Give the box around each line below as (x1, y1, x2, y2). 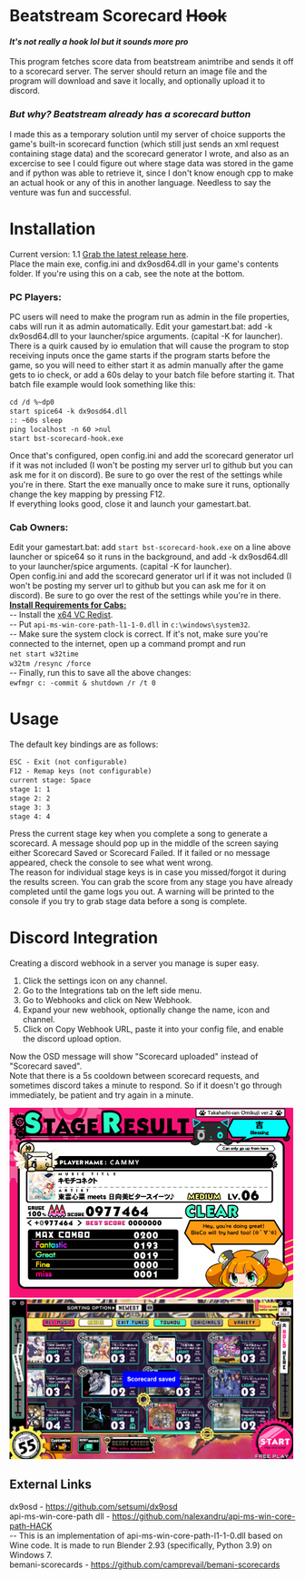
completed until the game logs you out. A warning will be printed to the (9, 886, 275, 897)
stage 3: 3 (9, 803, 51, 812)
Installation (9, 218, 96, 239)
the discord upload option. (22, 1033, 122, 1044)
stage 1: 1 (9, 785, 51, 794)
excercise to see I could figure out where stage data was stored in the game (9, 157, 294, 168)
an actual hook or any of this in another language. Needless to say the (9, 176, 271, 187)
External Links (9, 1477, 93, 1493)
